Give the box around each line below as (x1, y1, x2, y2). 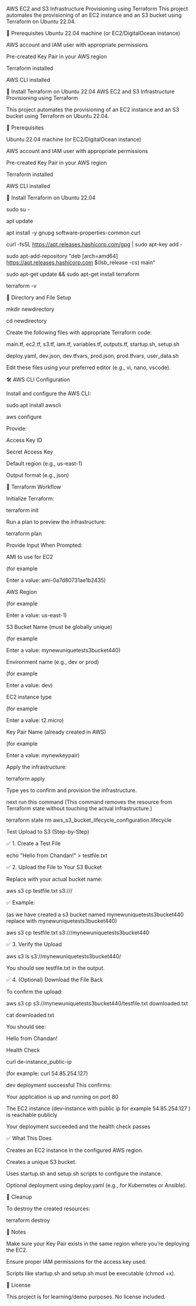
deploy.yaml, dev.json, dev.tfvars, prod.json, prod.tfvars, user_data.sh (6, 352, 179, 359)
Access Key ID (6, 437, 42, 443)
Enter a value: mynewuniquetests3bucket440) (6, 647, 121, 654)
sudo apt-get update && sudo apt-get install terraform (6, 270, 140, 278)
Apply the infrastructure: (6, 763, 67, 770)
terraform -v (6, 283, 37, 289)
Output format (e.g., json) (6, 472, 69, 478)
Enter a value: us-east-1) (6, 611, 67, 619)
